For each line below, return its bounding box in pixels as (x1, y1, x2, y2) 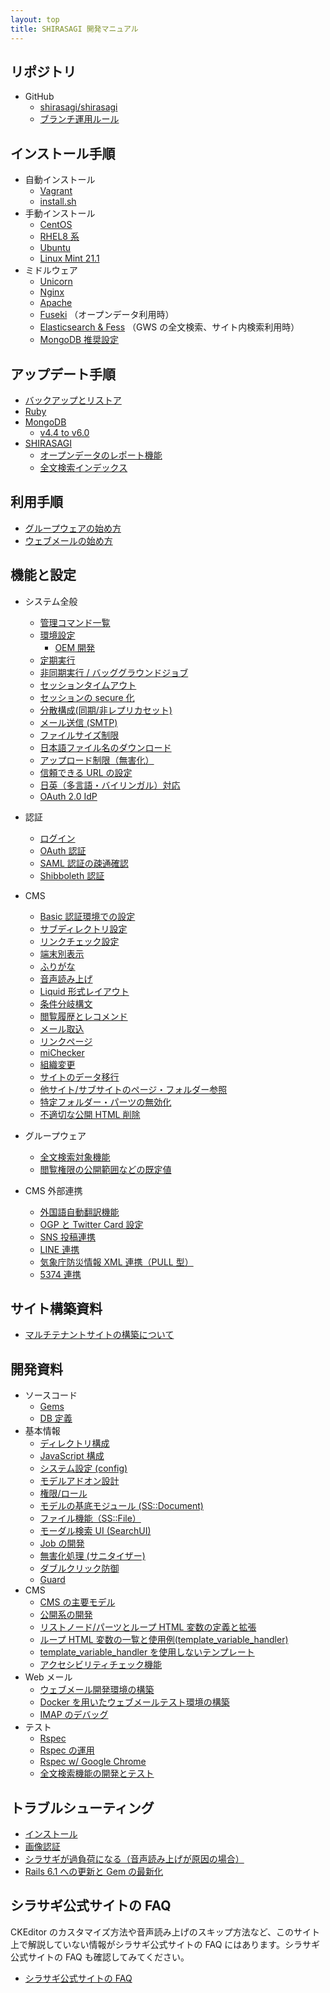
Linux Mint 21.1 (39, 252, 100, 265)
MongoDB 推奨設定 (39, 334, 120, 346)
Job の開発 (39, 1537, 85, 1550)
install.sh (39, 196, 77, 208)
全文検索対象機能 (39, 1151, 111, 1163)
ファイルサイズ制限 (39, 729, 120, 741)
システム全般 (24, 595, 78, 607)
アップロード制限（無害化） (39, 754, 155, 766)
